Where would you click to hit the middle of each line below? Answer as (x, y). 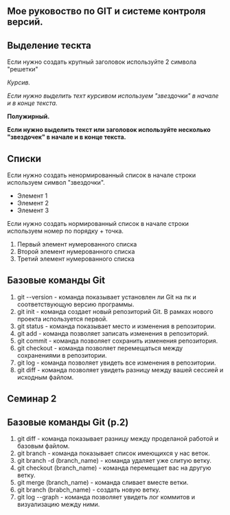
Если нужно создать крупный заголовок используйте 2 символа (102, 62)
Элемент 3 (33, 210)
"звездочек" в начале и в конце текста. (67, 137)
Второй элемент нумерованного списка (76, 252)
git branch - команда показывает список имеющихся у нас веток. (114, 453)
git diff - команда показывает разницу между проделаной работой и (117, 439)
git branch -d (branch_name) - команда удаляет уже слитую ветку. (114, 461)
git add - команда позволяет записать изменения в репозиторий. (113, 333)
